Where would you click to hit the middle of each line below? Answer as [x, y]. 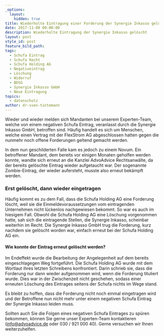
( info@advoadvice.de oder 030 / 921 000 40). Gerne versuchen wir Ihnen [79, 324]
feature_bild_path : [25, 46]
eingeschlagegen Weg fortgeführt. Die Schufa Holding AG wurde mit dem [79, 263]
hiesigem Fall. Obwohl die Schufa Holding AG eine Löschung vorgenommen [81, 215]
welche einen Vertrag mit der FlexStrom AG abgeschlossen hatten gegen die [82, 135]
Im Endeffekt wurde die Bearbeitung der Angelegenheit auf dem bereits [77, 258]
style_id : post [20, 42]
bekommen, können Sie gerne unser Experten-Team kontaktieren [71, 318]
